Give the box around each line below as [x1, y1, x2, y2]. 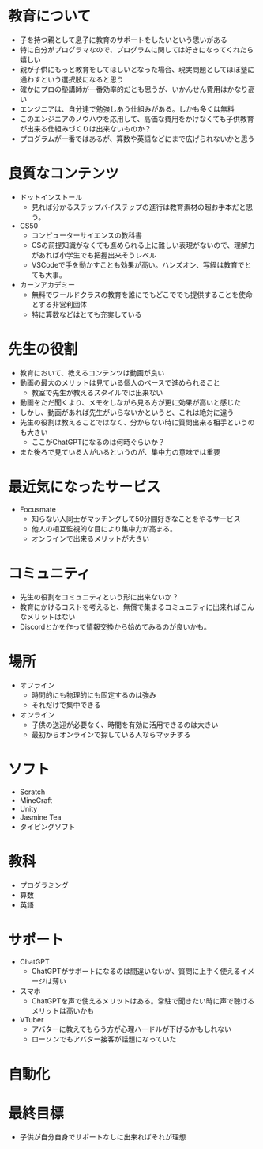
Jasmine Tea [19, 812, 62, 822]
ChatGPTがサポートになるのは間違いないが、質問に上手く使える [31, 967, 241, 976]
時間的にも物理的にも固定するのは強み [31, 690, 156, 699]
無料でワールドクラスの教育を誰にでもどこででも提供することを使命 [31, 290, 253, 299]
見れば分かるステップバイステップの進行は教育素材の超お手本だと [31, 202, 246, 211]
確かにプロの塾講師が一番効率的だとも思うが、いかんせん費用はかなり [19, 84, 249, 93]
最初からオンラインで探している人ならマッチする [31, 729, 191, 739]
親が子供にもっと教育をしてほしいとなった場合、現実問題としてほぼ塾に [19, 64, 255, 74]
